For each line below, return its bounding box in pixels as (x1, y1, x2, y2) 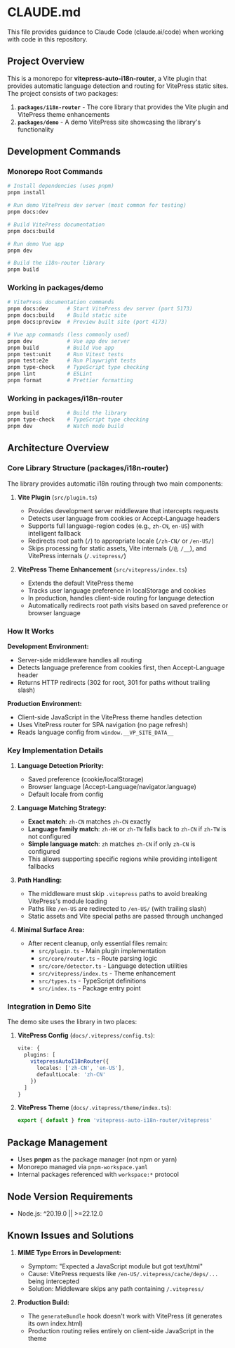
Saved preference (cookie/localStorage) (27, 775, 144, 783)
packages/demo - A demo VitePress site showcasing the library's (17, 118, 201, 126)
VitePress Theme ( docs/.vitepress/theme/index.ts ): (17, 1103, 172, 1112)
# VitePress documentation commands (7, 298, 114, 306)
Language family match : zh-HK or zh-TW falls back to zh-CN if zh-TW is (27, 825, 227, 833)
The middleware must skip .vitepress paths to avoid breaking (27, 890, 208, 898)
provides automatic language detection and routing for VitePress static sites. (7, 82, 229, 90)
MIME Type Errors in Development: (17, 1248, 121, 1256)
